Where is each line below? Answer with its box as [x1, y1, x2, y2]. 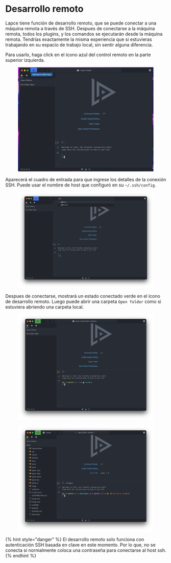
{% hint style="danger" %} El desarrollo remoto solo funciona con [5, 536, 144, 543]
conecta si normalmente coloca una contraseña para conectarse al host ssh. [5, 547, 166, 553]
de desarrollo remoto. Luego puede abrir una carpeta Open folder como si [5, 298, 162, 304]
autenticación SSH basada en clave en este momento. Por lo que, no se [5, 542, 156, 548]
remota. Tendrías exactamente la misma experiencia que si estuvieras [5, 36, 152, 42]
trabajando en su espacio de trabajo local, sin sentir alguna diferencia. [5, 41, 153, 48]
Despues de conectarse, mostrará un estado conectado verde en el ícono [5, 293, 161, 299]
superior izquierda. [5, 57, 45, 63]
